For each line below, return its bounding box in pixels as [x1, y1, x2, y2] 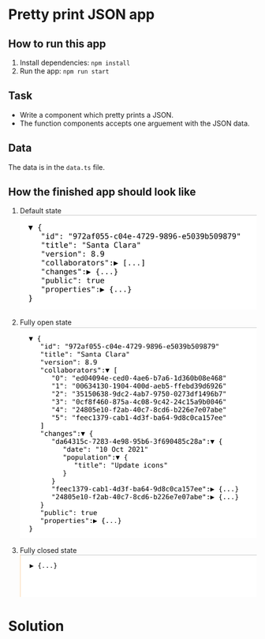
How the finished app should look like [8, 186, 196, 199]
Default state [19, 206, 62, 216]
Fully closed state [19, 545, 77, 554]
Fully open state [19, 318, 73, 327]
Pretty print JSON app [8, 6, 155, 24]
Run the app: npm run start [19, 66, 110, 76]
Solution [8, 618, 65, 635]
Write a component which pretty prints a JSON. [19, 110, 174, 119]
